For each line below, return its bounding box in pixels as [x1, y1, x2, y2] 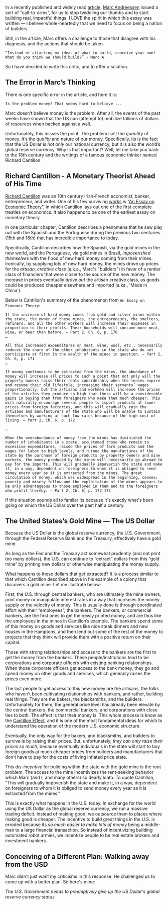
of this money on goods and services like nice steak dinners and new [5, 623, 148, 629]
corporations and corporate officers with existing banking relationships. [5, 660, 153, 666]
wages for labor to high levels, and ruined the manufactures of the [5, 448, 154, 454]
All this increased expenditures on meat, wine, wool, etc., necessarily [5, 343, 163, 348]
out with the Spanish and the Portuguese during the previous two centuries [5, 229, 160, 235]
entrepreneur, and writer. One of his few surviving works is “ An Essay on [5, 198, 154, 204]
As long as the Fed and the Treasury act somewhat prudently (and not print [5, 551, 160, 557]
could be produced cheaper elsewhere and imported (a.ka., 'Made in [5, 282, 147, 288]
